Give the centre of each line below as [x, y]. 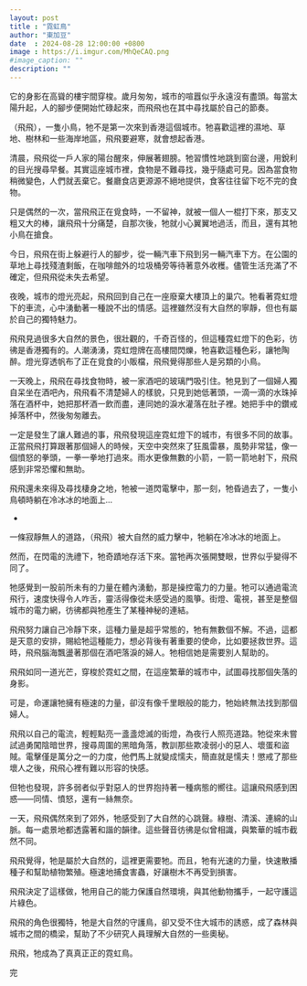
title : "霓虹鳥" [40, 27]
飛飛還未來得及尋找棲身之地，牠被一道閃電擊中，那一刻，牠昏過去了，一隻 [149, 488]
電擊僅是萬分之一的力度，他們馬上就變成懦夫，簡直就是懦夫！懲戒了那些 [161, 756]
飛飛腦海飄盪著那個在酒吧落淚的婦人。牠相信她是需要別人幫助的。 [149, 652]
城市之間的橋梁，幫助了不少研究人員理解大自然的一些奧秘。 [122, 933]
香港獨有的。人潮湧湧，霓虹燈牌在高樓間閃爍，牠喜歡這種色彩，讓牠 [153, 349]
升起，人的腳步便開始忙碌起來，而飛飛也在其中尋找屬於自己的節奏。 [145, 107]
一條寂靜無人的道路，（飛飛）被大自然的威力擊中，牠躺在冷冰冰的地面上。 [148, 537]
